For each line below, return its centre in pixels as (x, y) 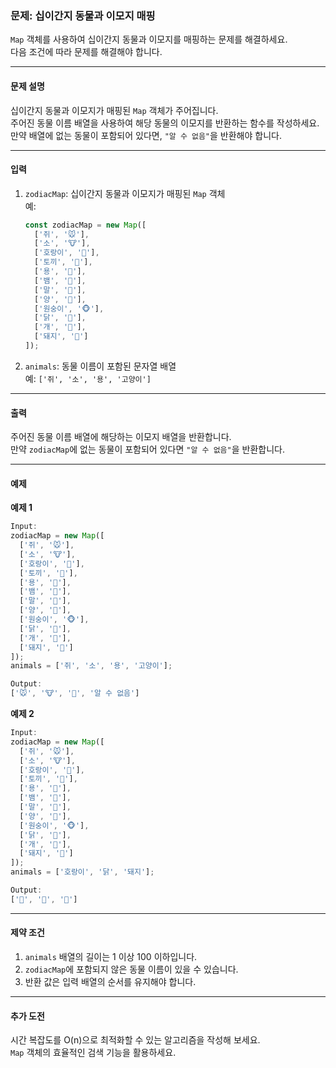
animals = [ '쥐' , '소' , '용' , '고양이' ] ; (91, 666)
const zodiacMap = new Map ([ (85, 225)
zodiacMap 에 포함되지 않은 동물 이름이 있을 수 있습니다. (131, 969)
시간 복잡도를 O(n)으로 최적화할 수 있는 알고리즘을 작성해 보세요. (135, 1040)
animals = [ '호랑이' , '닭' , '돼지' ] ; (82, 872)
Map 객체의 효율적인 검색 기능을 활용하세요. (93, 1053)
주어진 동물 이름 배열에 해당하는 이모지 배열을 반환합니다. (121, 437)
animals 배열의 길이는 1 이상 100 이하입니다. (111, 957)
